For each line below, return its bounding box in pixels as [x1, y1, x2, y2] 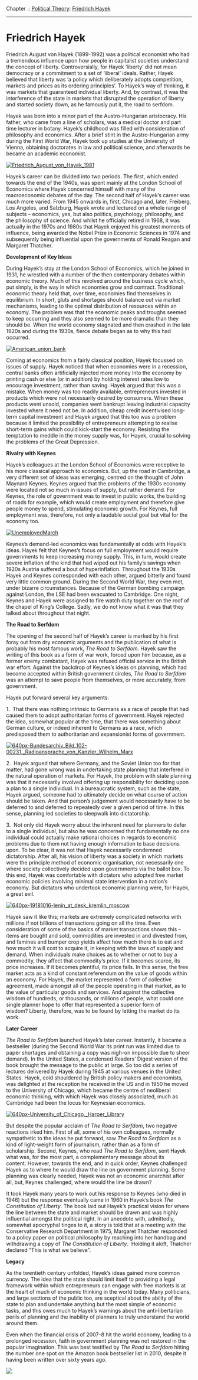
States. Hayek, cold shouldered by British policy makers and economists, [6, 1074, 183, 1081]
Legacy [6, 1258, 25, 1265]
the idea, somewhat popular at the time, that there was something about [6, 717, 181, 725]
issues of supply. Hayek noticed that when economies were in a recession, [6, 363, 187, 370]
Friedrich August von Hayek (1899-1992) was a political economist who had [6, 50, 190, 58]
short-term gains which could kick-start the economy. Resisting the [6, 425, 170, 433]
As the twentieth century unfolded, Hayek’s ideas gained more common [6, 1269, 180, 1276]
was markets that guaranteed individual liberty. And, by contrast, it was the [6, 88, 188, 95]
